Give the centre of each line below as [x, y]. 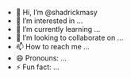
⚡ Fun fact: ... [37, 67]
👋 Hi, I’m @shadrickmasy [56, 12]
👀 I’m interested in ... [49, 21]
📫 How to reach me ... [52, 47]
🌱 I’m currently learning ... [58, 29]
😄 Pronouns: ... [41, 58]
